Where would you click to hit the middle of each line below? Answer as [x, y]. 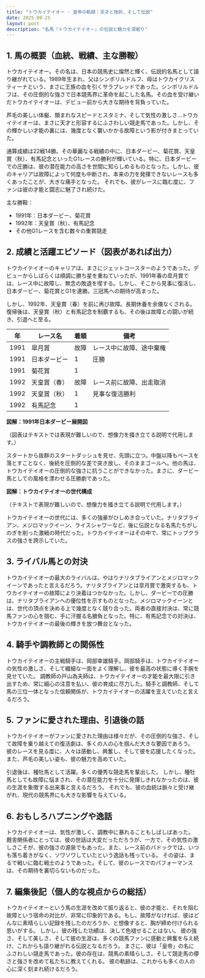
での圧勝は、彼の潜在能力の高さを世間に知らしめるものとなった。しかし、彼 [103, 167]
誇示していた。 [52, 540]
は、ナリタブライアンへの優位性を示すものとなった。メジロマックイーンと [100, 600]
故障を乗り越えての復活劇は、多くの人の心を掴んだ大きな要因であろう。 [102, 744]
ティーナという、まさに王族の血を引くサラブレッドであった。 [84, 87]
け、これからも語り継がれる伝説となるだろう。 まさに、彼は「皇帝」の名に [100, 946]
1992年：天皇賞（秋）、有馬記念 [55, 223]
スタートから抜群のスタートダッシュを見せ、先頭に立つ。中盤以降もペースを [102, 455]
